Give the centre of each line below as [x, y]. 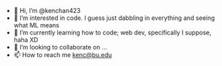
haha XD [26, 40]
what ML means [37, 25]
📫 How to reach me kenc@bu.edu [63, 55]
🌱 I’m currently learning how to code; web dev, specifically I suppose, [112, 32]
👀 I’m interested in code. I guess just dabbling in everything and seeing [114, 18]
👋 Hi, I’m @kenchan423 [47, 11]
